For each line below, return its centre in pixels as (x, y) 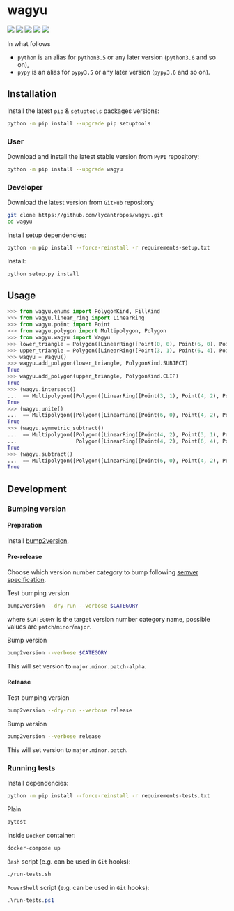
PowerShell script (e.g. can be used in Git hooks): (78, 887)
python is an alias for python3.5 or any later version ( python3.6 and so (116, 57)
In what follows (29, 43)
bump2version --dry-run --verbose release (70, 710)
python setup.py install (43, 274)
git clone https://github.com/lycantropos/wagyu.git (85, 215)
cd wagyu (20, 222)
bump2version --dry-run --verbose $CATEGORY (73, 606)
